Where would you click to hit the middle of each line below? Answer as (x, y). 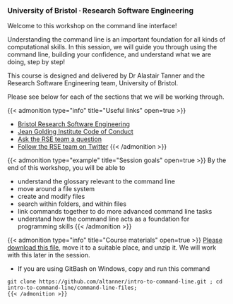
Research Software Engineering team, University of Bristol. (93, 83)
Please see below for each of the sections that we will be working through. (116, 97)
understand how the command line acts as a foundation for (103, 219)
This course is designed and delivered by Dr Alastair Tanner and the (106, 75)
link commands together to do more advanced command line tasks (115, 212)
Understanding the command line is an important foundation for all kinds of (116, 39)
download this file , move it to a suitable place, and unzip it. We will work (112, 248)
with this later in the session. (49, 255)
